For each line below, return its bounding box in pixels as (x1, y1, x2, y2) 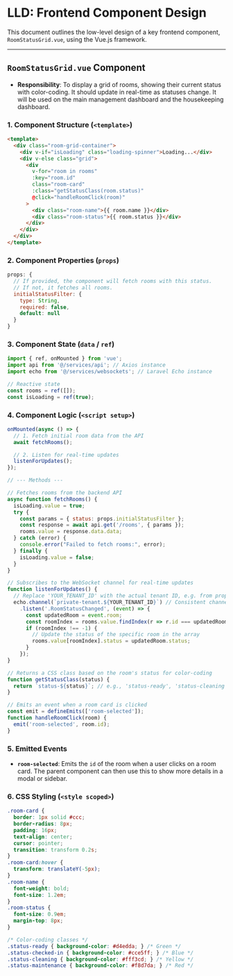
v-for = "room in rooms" (32, 168, 98, 175)
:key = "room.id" (32, 174, 76, 181)
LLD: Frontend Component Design (7, 5, 207, 21)
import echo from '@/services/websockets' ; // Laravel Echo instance (7, 368, 213, 375)
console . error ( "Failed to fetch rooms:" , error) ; (19, 541, 166, 548)
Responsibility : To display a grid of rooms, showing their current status (17, 80, 222, 88)
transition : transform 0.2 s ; (13, 846, 98, 853)
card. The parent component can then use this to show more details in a (17, 767, 223, 775)
